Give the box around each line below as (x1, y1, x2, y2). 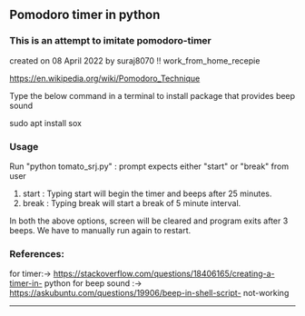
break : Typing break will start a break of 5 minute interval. (22, 197, 241, 208)
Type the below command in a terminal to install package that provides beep (9, 90, 296, 101)
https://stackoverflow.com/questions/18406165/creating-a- (53, 268, 275, 280)
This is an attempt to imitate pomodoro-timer (9, 35, 212, 47)
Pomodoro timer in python (9, 7, 161, 23)
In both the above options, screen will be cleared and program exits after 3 (9, 215, 289, 226)
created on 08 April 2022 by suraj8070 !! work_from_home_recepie (9, 54, 261, 66)
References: (9, 247, 65, 260)
